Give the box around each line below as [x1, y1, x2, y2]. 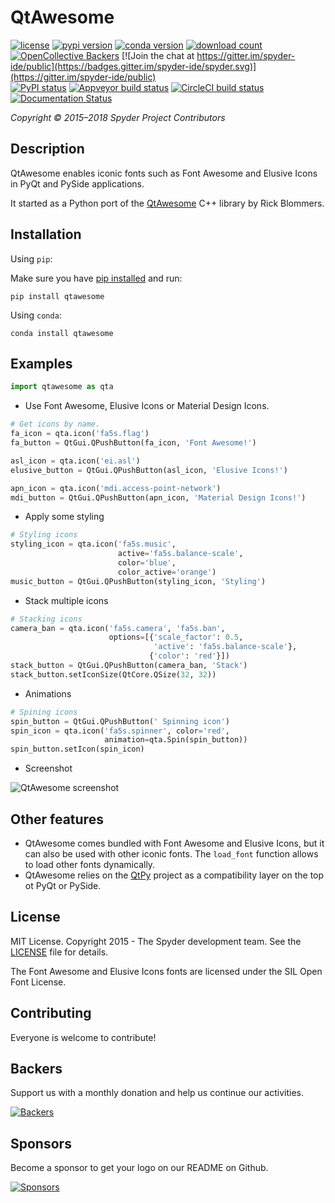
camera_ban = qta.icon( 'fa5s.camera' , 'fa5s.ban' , [10, 623, 226, 633]
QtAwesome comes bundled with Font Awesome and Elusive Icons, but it [24, 837, 325, 849]
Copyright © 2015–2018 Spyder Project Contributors [10, 111, 226, 123]
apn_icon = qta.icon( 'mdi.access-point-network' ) [10, 483, 222, 493]
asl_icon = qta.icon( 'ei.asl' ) [10, 456, 141, 466]
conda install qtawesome [10, 328, 114, 338]
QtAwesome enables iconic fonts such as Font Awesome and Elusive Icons [10, 167, 318, 179]
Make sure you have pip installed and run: [10, 272, 183, 284]
